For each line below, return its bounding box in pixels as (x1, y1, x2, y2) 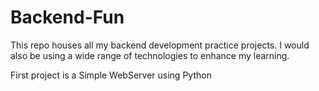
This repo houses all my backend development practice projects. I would (10, 39, 310, 51)
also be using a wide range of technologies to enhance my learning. (10, 49, 290, 61)
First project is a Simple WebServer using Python (10, 69, 212, 81)
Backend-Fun (10, 6, 125, 29)
